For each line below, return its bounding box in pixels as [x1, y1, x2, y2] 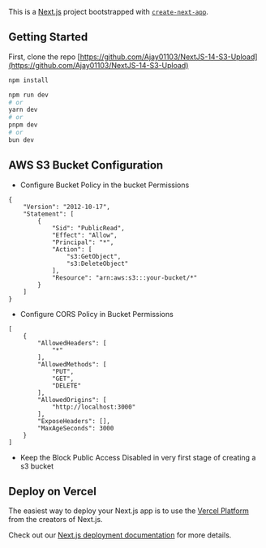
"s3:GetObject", [66, 252, 122, 260]
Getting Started [8, 30, 88, 44]
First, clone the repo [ [8, 52, 81, 62]
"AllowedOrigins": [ [37, 396, 107, 404]
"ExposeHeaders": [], [37, 417, 111, 425]
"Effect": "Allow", [51, 231, 118, 239]
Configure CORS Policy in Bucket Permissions [19, 309, 174, 319]
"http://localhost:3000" [51, 403, 136, 411]
